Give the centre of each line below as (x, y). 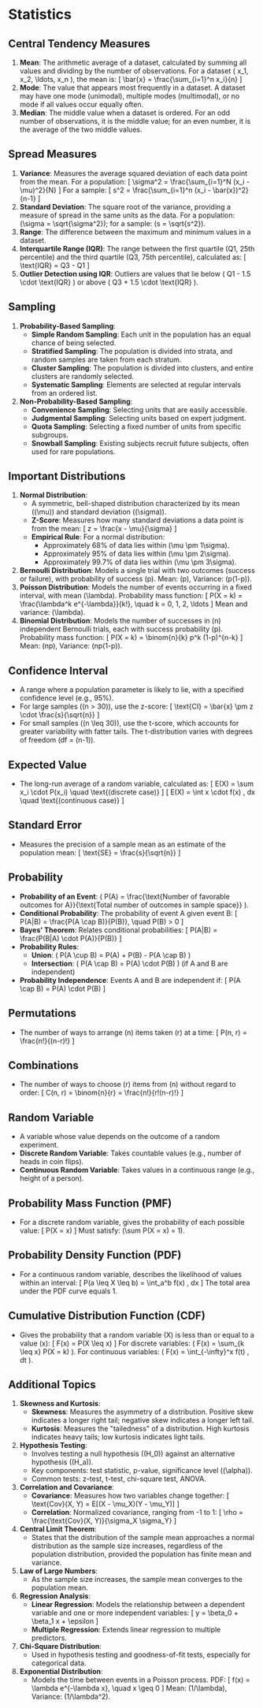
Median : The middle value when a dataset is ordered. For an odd (125, 113)
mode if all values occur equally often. (81, 104)
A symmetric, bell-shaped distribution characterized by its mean (135, 504)
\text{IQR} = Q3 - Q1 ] (55, 265)
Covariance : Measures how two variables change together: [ (130, 1496)
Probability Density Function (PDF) (95, 1255)
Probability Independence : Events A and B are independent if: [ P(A (130, 980)
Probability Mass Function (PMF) (90, 1203)
